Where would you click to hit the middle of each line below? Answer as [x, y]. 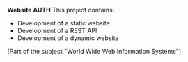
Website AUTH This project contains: [61, 10]
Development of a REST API [57, 31]
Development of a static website [63, 23]
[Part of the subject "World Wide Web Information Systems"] [94, 51]
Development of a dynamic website [68, 38]
